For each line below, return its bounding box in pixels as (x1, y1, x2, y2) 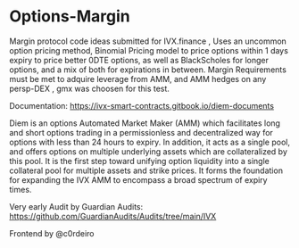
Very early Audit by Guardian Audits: (9, 201, 144, 211)
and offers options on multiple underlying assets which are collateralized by (9, 145, 288, 157)
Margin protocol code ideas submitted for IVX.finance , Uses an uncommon (9, 36, 287, 46)
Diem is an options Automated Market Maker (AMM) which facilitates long (9, 118, 281, 128)
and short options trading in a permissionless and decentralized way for (9, 127, 274, 137)
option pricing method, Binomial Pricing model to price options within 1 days (9, 45, 288, 55)
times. (9, 184, 32, 194)
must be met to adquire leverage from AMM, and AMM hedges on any (9, 73, 267, 84)
